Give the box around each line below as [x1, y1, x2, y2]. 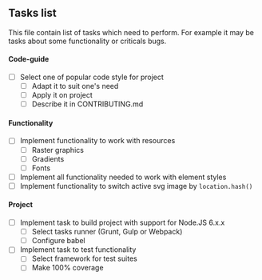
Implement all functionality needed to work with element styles [19, 172, 227, 182]
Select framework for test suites [31, 254, 137, 263]
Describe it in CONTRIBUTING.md [31, 99, 144, 109]
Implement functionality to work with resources [19, 136, 176, 146]
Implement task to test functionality [19, 245, 137, 254]
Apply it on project [31, 90, 93, 100]
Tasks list [8, 6, 58, 20]
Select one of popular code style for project [19, 72, 164, 82]
